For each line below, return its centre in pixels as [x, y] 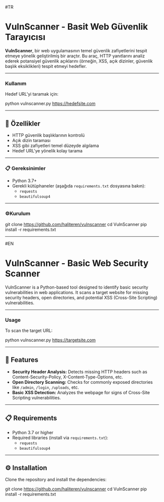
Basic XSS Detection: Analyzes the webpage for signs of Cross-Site [81, 392]
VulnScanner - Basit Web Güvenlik [76, 27]
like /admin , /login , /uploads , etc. [45, 387]
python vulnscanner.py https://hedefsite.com [50, 104]
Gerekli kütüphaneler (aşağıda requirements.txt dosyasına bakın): [79, 186]
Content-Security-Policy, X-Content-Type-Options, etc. [68, 377]
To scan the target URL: [29, 330]
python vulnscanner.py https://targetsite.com [51, 340]
